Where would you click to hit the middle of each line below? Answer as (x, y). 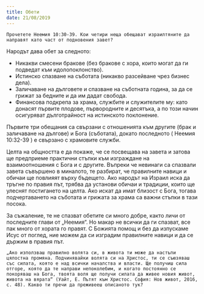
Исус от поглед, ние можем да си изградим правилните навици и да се (100, 235)
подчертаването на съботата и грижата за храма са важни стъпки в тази (102, 197)
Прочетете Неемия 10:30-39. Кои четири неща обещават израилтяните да (98, 34)
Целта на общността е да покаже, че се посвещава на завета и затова (98, 152)
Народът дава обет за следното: (49, 51)
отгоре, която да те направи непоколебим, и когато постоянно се (91, 269)
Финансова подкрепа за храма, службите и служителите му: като (101, 102)
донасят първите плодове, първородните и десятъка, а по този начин (107, 108)
